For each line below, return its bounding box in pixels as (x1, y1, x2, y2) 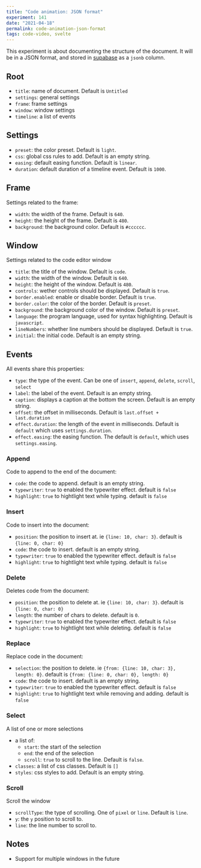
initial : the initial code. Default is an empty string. (14, 332, 142, 339)
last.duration (14, 415, 50, 421)
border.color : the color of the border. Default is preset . (14, 300, 152, 307)
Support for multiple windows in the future (14, 855, 120, 862)
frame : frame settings (14, 100, 68, 107)
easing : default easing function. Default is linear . (14, 159, 137, 166)
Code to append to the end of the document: (6, 468, 117, 475)
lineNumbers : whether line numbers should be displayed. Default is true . (14, 326, 193, 333)
